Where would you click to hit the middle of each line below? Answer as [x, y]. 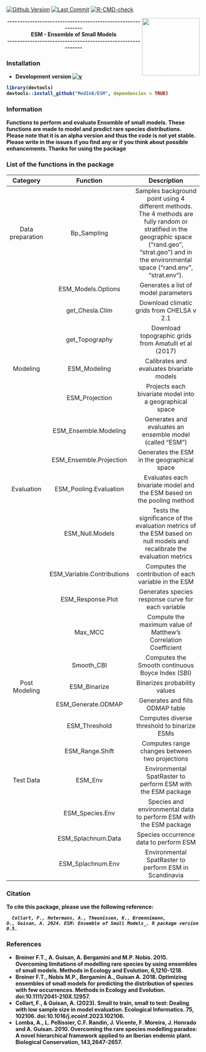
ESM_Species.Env [89, 813]
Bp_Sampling [89, 233]
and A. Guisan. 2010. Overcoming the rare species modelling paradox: [106, 1029]
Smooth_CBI [89, 665]
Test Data [26, 780]
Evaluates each [166, 477]
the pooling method [166, 500]
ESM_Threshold [89, 725]
